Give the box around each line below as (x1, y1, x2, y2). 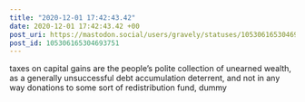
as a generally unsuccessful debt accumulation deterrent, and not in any (9, 73, 280, 84)
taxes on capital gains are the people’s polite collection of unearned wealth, (9, 63, 292, 74)
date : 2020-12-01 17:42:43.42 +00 (9, 22, 141, 31)
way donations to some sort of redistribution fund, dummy (9, 82, 227, 93)
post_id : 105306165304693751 (9, 38, 120, 48)
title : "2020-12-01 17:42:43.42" (9, 13, 136, 23)
